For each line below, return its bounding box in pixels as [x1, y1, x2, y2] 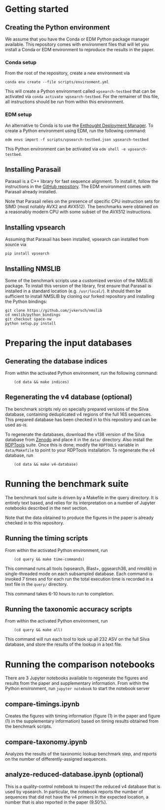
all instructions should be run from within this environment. [5, 99, 125, 105]
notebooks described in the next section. [5, 505, 89, 511]
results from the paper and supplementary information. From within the [5, 680, 149, 686]
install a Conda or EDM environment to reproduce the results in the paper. [5, 47, 155, 52]
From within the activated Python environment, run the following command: [5, 370, 158, 376]
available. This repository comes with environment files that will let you [5, 41, 149, 47]
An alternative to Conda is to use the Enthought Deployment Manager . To [5, 122, 154, 128]
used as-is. [5, 422, 28, 428]
